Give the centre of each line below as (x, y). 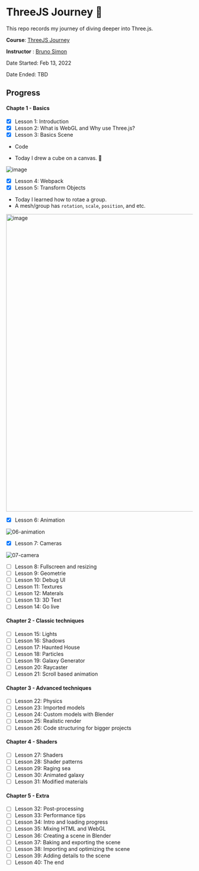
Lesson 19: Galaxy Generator (50, 660)
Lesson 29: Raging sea (43, 768)
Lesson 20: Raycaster (41, 667)
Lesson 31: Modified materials (51, 782)
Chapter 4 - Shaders (32, 742)
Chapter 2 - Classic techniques (45, 621)
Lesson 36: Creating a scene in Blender (63, 835)
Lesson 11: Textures (38, 587)
